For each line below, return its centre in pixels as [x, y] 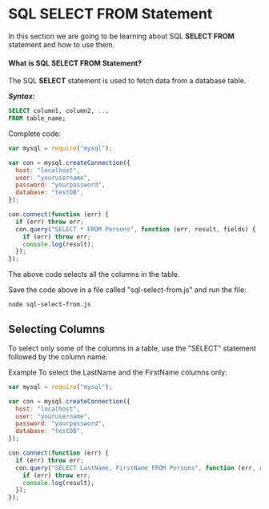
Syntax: [22, 96]
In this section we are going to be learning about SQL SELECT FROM [121, 36]
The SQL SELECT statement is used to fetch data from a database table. [127, 81]
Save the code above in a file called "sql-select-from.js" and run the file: [127, 290]
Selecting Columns [57, 329]
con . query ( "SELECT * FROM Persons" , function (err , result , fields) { [136, 229]
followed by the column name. [58, 356]
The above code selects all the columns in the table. [94, 275]
